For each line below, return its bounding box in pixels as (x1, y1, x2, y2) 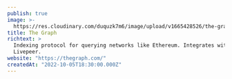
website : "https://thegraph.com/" (7, 55, 107, 62)
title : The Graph (7, 29, 57, 36)
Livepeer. (13, 49, 41, 56)
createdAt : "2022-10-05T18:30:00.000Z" (7, 61, 122, 68)
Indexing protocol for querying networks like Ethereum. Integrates (13, 42, 215, 49)
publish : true (7, 10, 48, 17)
